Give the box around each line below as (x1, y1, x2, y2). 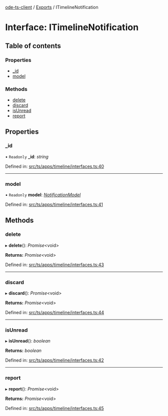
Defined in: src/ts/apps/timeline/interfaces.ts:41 (5, 202, 103, 208)
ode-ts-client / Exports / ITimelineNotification (5, 4, 98, 10)
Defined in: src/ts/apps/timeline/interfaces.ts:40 (5, 163, 104, 169)
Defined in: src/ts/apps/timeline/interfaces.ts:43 (5, 262, 104, 268)
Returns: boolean (5, 348, 41, 354)
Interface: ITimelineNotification (5, 22, 139, 33)
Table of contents (5, 41, 61, 50)
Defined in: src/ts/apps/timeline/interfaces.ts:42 (5, 357, 104, 364)
